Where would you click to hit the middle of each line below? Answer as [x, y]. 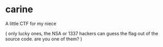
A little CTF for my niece [31, 24]
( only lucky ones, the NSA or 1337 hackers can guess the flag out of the [82, 33]
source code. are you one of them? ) [44, 39]
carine [19, 9]
